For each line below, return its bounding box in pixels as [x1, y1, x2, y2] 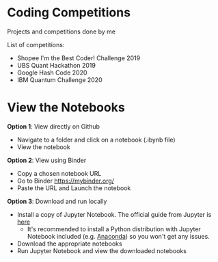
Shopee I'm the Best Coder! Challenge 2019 [16, 53, 141, 62]
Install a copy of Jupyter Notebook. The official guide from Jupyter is [16, 210, 212, 218]
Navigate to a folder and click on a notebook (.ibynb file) [16, 135, 176, 144]
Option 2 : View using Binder [7, 156, 87, 164]
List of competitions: [7, 40, 65, 49]
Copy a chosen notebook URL [16, 169, 102, 177]
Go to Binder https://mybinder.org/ [16, 176, 115, 185]
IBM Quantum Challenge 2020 [16, 75, 103, 83]
